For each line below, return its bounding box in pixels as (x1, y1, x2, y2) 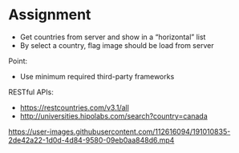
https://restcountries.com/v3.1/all (19, 103, 130, 112)
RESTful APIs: (8, 87, 54, 97)
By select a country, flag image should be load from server (19, 40, 214, 50)
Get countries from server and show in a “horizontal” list (19, 32, 206, 42)
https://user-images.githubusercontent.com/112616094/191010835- (8, 127, 231, 136)
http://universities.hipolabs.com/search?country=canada (19, 111, 208, 121)
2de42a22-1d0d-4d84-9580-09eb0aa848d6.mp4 (8, 135, 175, 145)
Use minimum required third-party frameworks (19, 71, 175, 81)
